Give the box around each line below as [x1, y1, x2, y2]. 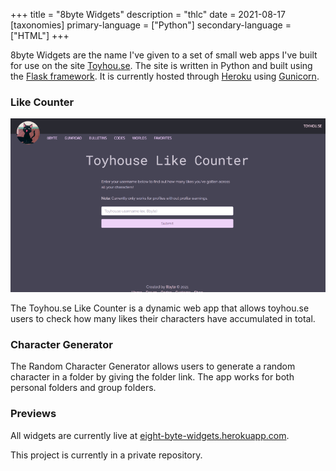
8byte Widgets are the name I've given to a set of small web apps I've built [10, 49, 318, 61]
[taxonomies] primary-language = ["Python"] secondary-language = [10, 19, 292, 31]
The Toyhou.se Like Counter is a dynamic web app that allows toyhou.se [10, 302, 310, 314]
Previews [10, 407, 57, 421]
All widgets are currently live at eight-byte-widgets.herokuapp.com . [10, 429, 290, 441]
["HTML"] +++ [10, 30, 70, 41]
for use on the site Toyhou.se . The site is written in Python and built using [10, 60, 313, 71]
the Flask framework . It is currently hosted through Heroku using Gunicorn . [10, 70, 320, 82]
